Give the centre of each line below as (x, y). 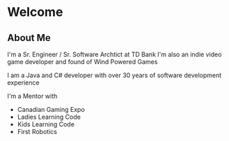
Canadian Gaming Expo (51, 109)
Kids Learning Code (46, 124)
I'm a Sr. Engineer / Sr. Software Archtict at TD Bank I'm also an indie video (114, 54)
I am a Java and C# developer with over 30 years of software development (114, 75)
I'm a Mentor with (32, 96)
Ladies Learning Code (49, 117)
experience (23, 83)
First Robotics (37, 132)
